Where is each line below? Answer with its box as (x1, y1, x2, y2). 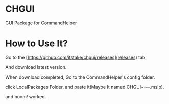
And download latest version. (5, 64, 67, 70)
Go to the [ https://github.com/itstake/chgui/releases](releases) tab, (5, 54, 147, 60)
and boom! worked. (5, 93, 46, 99)
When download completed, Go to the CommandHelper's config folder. (5, 74, 155, 80)
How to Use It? (5, 38, 68, 49)
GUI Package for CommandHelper (5, 20, 77, 26)
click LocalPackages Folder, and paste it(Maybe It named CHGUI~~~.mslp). (5, 84, 164, 90)
